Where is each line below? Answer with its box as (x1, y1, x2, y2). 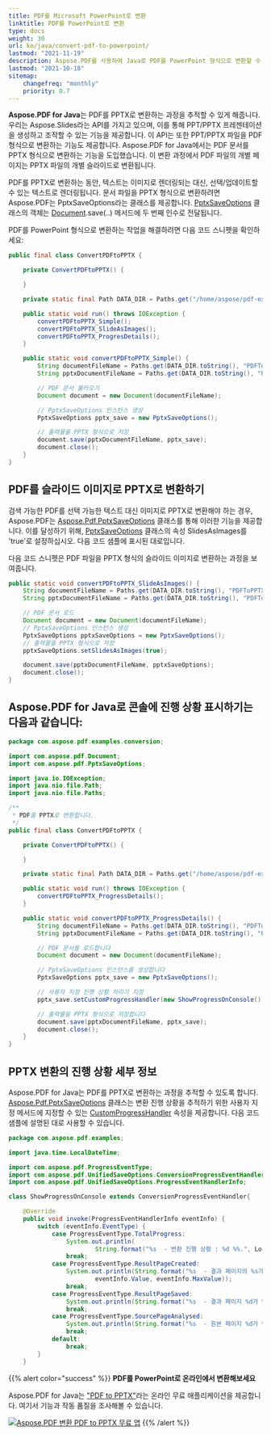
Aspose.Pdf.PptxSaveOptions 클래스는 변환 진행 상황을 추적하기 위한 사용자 (8, 1097, 250, 1107)
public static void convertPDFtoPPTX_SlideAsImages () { (8, 579, 200, 587)
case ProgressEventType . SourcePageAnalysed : (51, 1312, 204, 1321)
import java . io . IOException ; (8, 774, 106, 782)
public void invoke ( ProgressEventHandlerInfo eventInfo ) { (23, 1215, 226, 1223)
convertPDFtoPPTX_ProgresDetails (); (37, 332, 161, 340)
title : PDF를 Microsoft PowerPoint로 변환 (8, 11, 147, 20)
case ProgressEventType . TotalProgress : (51, 1230, 186, 1238)
